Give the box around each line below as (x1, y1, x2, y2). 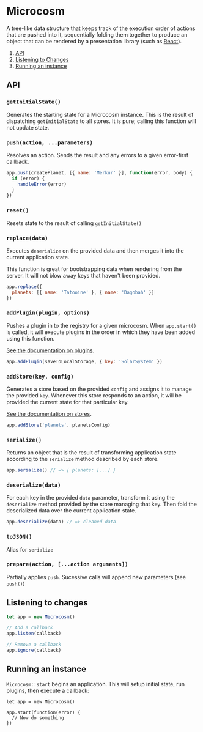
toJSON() (6, 533, 32, 541)
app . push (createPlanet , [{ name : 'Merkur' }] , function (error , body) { (6, 169, 193, 176)
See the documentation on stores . (6, 410, 92, 417)
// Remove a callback (6, 641, 62, 648)
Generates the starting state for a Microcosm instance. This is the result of (6, 111, 194, 118)
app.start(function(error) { (6, 709, 81, 715)
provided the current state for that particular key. (6, 398, 130, 405)
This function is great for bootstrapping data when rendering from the (6, 265, 182, 273)
